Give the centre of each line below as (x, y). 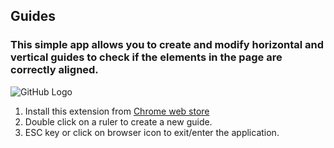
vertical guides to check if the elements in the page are (146, 57)
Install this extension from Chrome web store (117, 111)
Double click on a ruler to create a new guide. (118, 121)
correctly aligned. (54, 70)
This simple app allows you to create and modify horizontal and (167, 45)
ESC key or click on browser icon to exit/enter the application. (152, 132)
